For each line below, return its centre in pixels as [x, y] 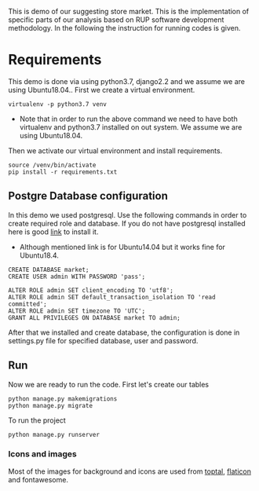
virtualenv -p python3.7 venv [58, 104]
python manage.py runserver [54, 434]
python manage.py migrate [50, 405]
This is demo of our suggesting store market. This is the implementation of [129, 11]
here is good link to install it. [53, 232]
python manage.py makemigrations [63, 399]
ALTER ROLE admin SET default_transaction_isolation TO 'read [112, 297]
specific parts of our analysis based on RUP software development [116, 20]
